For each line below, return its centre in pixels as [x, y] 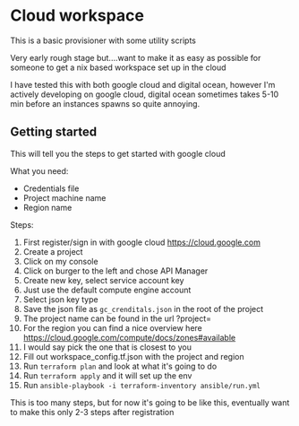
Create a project [53, 251]
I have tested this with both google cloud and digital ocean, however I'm [143, 84]
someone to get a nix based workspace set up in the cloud [118, 67]
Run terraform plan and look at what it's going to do [120, 366]
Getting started [54, 132]
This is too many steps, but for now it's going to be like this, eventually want [150, 402]
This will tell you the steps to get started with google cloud [118, 153]
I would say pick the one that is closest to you [107, 347]
